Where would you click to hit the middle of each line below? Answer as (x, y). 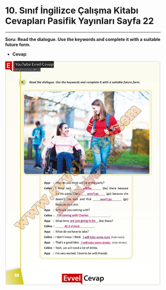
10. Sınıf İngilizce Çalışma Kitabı (72, 11)
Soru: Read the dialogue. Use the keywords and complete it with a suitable (83, 39)
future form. (18, 44)
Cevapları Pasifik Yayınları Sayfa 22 (80, 21)
